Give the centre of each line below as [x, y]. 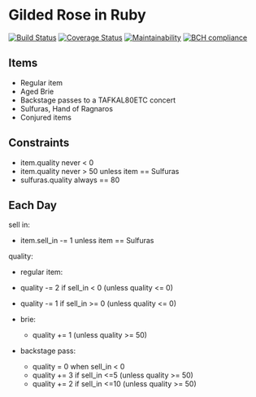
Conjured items [46, 117]
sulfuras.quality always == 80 [70, 180]
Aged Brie [37, 91]
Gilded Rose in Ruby [77, 15]
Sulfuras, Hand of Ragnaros [67, 108]
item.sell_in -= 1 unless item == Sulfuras [87, 241]
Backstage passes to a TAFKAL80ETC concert [98, 100]
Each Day [33, 205]
